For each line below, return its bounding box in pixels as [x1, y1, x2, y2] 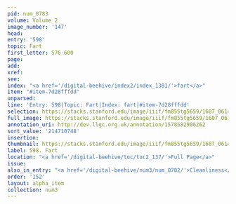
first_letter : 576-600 [7, 50, 74, 57]
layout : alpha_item [7, 179, 65, 186]
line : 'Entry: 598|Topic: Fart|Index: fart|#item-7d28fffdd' [7, 102, 190, 109]
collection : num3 [7, 186, 58, 193]
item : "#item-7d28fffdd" [7, 88, 80, 95]
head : [7, 29, 23, 37]
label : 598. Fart [7, 147, 58, 154]
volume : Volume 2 [7, 17, 58, 24]
